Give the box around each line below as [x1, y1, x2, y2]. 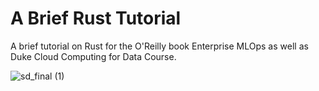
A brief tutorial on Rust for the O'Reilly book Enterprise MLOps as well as [10, 40, 309, 52]
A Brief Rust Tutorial [10, 7, 182, 30]
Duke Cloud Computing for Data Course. [10, 50, 177, 62]
